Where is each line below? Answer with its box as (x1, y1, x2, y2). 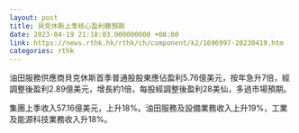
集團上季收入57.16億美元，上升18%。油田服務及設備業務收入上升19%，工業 (9, 102, 288, 113)
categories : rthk (9, 47, 75, 56)
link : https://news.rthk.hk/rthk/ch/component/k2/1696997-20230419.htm (9, 38, 284, 48)
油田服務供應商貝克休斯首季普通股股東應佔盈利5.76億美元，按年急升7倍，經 (9, 73, 291, 84)
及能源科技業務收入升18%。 (9, 114, 113, 125)
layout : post (9, 13, 59, 22)
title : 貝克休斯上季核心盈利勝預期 (9, 22, 125, 31)
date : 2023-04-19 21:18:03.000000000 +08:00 (9, 30, 179, 39)
